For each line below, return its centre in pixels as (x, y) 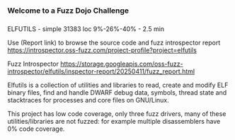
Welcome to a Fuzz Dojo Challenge (68, 11)
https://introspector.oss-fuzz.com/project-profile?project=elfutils (102, 50)
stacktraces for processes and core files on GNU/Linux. (88, 100)
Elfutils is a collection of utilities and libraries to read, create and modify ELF (118, 85)
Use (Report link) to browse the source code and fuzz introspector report (114, 42)
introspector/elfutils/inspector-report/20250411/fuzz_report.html (101, 71)
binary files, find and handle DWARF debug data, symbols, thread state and (117, 92)
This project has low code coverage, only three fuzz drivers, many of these (117, 113)
